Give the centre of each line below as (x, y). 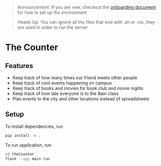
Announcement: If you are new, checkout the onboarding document (86, 7)
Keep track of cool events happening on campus (62, 83)
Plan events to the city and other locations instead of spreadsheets (81, 99)
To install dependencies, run (34, 126)
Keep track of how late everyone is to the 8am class (65, 93)
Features (19, 66)
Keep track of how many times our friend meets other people (75, 78)
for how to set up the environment (52, 12)
